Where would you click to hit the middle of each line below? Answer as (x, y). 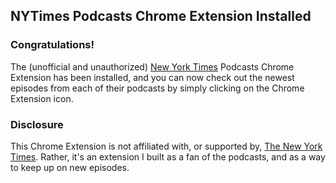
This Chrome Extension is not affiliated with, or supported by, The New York (166, 146)
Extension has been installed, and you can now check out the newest (152, 77)
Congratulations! (52, 45)
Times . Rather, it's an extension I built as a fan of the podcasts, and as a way (168, 156)
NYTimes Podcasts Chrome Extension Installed (161, 16)
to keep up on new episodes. (70, 167)
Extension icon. (42, 98)
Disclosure (37, 124)
